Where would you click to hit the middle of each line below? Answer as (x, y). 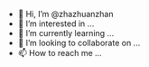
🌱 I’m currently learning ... (66, 33)
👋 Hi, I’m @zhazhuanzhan (65, 14)
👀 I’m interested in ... (56, 24)
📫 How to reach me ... (60, 53)
